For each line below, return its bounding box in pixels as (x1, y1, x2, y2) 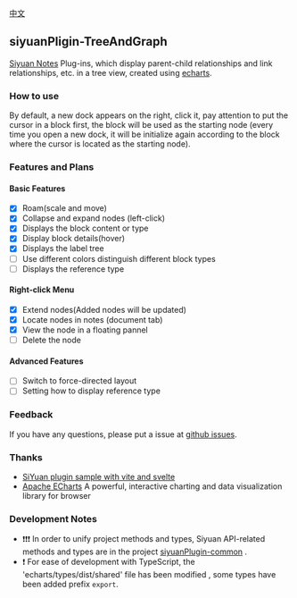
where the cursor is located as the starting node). (9, 139, 191, 149)
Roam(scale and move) (21, 203, 107, 214)
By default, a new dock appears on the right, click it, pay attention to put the (9, 110, 289, 121)
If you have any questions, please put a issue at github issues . (9, 428, 238, 440)
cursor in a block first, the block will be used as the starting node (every (9, 120, 274, 131)
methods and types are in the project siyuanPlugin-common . (21, 546, 248, 557)
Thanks (9, 451, 43, 463)
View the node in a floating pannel (21, 324, 149, 335)
